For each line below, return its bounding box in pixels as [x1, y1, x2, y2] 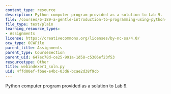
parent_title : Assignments [5, 45, 63, 50]
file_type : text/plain [5, 21, 53, 27]
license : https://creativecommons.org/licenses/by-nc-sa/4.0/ [5, 36, 140, 41]
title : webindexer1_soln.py [5, 64, 65, 69]
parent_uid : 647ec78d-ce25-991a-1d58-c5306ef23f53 [5, 54, 115, 60]
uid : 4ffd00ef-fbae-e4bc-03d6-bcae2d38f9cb [5, 69, 99, 74]
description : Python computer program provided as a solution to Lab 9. [5, 12, 163, 17]
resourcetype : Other [5, 59, 49, 65]
